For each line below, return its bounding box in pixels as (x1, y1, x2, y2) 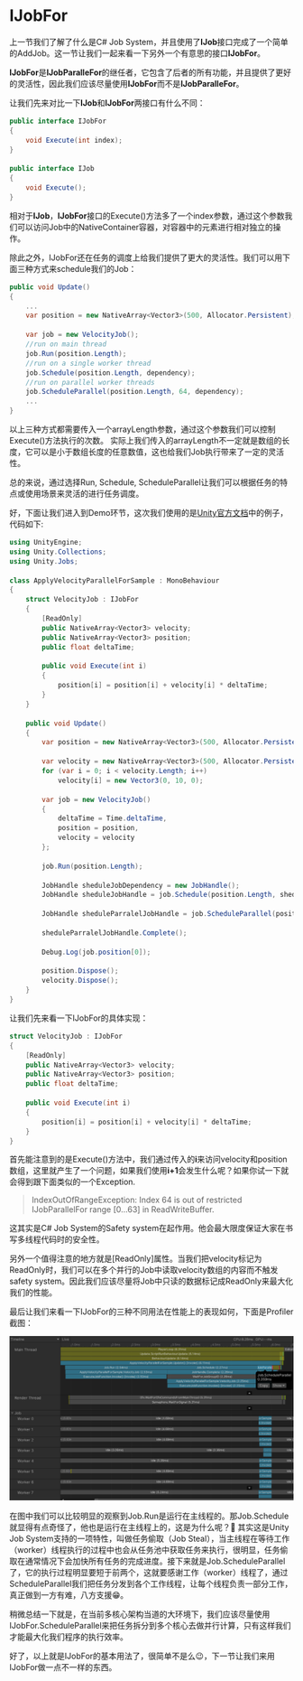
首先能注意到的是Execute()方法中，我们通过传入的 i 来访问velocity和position (9, 1153, 288, 1165)
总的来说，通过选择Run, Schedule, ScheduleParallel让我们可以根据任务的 (9, 477, 280, 488)
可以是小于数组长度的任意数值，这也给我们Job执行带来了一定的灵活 (32, 446, 284, 457)
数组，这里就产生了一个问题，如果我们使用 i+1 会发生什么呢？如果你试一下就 (9, 1165, 289, 1176)
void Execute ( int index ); (25, 135, 124, 145)
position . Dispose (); (41, 967, 119, 976)
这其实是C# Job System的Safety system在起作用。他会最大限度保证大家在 (9, 1223, 286, 1234)
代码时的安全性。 (40, 1234, 105, 1245)
